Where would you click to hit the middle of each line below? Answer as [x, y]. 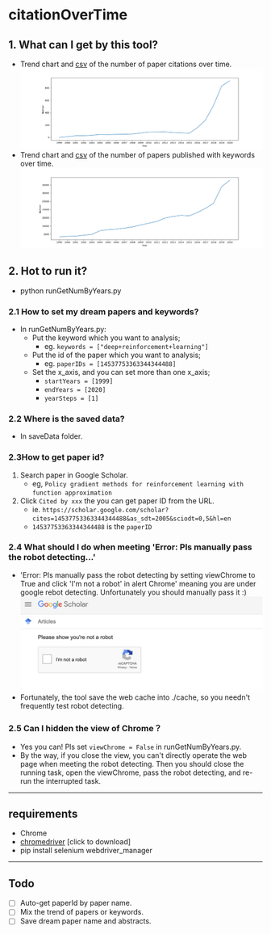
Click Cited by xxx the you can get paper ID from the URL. [117, 501]
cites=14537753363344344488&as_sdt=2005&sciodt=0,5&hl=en [131, 519]
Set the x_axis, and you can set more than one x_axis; [121, 372]
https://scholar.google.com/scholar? [106, 510]
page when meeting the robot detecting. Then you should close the [132, 764]
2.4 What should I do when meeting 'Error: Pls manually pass [130, 547]
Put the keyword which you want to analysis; [106, 338]
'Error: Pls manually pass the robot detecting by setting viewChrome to [138, 574]
